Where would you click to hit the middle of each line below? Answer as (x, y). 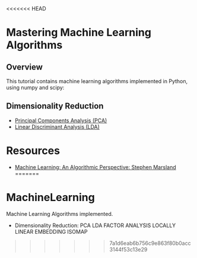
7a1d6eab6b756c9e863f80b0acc (150, 243)
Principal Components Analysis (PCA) (61, 120)
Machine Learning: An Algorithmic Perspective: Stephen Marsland (95, 167)
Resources (33, 151)
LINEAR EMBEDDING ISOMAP (51, 231)
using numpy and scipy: (35, 87)
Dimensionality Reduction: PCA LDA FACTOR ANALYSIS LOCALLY (95, 225)
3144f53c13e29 (128, 249)
